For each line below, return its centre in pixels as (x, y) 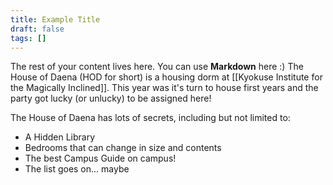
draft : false (37, 29)
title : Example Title (55, 19)
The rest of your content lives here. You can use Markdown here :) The (157, 67)
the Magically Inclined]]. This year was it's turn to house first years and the (164, 88)
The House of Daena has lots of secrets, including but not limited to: (150, 118)
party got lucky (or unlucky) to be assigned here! (111, 98)
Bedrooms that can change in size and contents (123, 148)
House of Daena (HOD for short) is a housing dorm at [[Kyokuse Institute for (166, 77)
